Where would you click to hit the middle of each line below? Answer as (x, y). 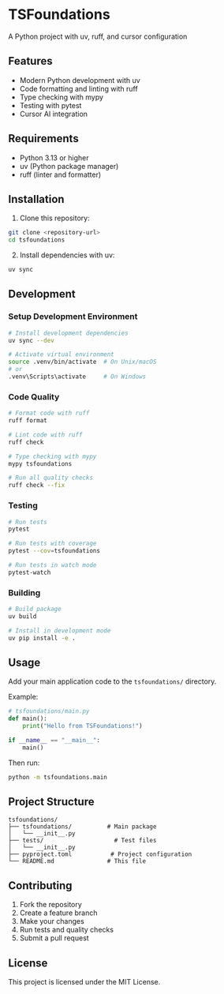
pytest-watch (30, 572)
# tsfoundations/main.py (49, 711)
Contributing (40, 885)
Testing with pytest (50, 105)
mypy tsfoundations (40, 463)
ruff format (28, 421)
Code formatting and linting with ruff (78, 88)
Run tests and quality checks (67, 930)
